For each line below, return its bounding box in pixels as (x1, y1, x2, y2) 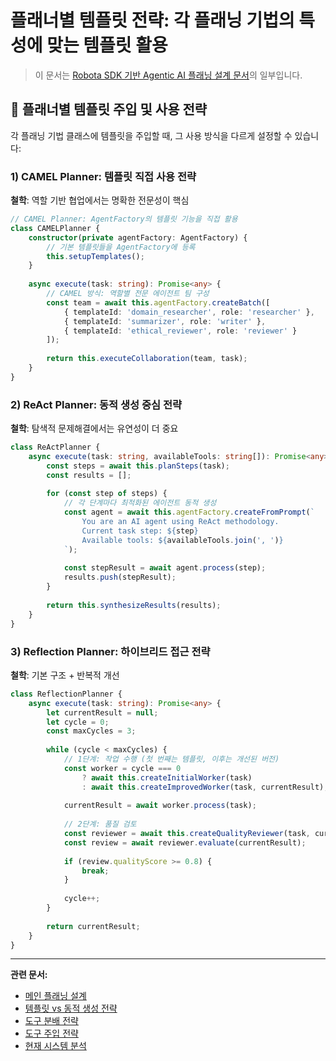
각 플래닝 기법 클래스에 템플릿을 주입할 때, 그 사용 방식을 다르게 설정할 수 (10, 129, 293, 141)
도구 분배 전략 (24, 1015, 79, 1027)
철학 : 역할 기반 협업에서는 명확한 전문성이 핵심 (10, 194, 190, 206)
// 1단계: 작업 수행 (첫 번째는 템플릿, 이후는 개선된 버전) (63, 754, 280, 765)
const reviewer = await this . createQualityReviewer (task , (63, 829, 311, 839)
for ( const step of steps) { (46, 489, 168, 499)
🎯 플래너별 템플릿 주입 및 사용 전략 (10, 101, 208, 118)
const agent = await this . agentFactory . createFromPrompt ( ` (63, 507, 315, 518)
